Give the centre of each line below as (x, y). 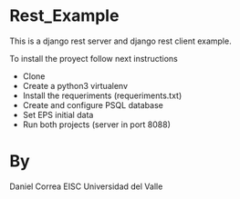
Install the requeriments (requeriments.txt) (102, 95)
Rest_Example (64, 16)
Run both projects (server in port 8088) (96, 124)
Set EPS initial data (58, 114)
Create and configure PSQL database (93, 104)
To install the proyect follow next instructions (94, 58)
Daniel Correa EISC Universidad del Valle (86, 186)
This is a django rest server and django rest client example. (120, 41)
